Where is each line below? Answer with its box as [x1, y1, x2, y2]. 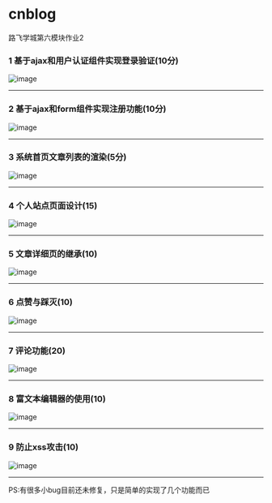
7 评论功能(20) [8, 345, 66, 356]
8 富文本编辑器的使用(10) [8, 393, 107, 404]
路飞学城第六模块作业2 [8, 32, 84, 42]
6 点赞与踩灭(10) [8, 297, 73, 308]
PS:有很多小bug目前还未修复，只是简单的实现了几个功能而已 [8, 484, 210, 495]
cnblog [8, 5, 57, 24]
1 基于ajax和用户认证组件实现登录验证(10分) [8, 54, 180, 66]
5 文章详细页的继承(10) [8, 248, 98, 260]
